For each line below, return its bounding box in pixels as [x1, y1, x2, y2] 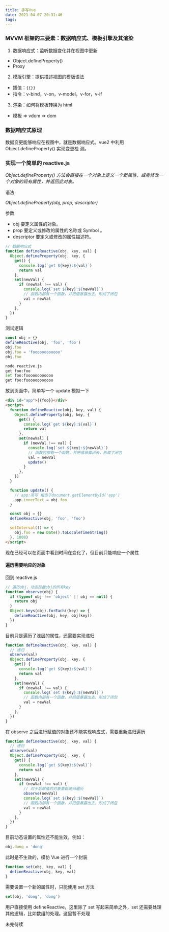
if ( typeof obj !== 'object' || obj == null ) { [10, 594, 113, 599]
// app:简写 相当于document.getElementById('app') [14, 493, 121, 498]
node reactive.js [5, 363, 42, 368]
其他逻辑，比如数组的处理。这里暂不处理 [5, 910, 90, 916]
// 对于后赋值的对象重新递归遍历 [23, 786, 84, 791]
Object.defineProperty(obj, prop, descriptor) [5, 200, 98, 206]
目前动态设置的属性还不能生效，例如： [5, 834, 86, 841]
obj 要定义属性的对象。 [12, 221, 61, 227]
